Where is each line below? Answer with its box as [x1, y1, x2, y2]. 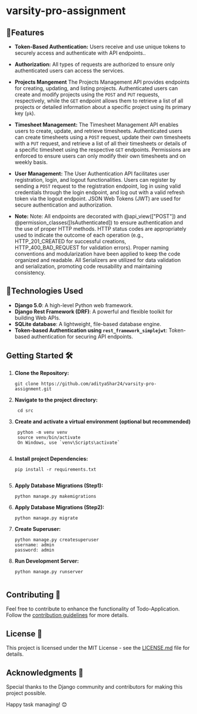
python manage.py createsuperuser [14, 537, 99, 543]
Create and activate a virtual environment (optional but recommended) [14, 418, 191, 425]
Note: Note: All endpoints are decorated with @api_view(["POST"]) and [14, 213, 186, 220]
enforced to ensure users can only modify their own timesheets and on [14, 152, 186, 160]
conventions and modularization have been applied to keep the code [14, 250, 181, 257]
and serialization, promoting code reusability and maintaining [14, 263, 162, 270]
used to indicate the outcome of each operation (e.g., [14, 231, 144, 238]
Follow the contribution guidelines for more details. [6, 612, 129, 619]
